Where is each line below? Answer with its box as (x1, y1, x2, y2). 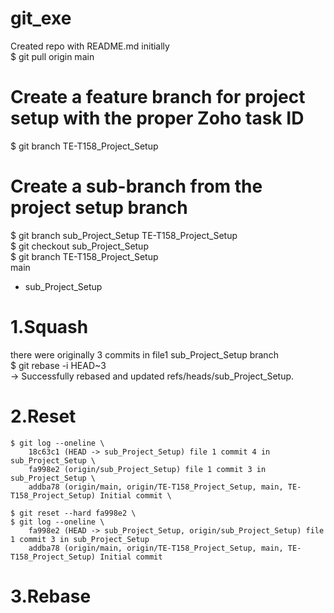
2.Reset (10, 405, 77, 427)
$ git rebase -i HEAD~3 (10, 359, 107, 371)
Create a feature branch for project (10, 86, 306, 109)
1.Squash (10, 316, 89, 338)
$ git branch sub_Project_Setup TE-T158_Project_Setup (10, 229, 238, 241)
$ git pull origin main (10, 50, 95, 62)
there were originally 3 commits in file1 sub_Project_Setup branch (10, 348, 279, 361)
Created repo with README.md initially (10, 40, 170, 52)
